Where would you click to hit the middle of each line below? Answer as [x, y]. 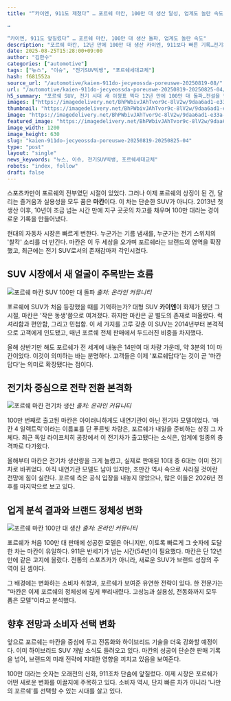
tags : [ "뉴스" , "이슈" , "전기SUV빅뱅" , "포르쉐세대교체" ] [81, 70]
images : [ [21, 102]
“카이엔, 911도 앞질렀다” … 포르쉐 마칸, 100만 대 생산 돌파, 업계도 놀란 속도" [107, 38]
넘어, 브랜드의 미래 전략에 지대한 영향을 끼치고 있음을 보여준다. [98, 659]
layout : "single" [32, 153]
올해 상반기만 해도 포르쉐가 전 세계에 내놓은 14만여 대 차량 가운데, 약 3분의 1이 [111, 347]
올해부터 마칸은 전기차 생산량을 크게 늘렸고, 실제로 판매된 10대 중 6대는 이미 [108, 460]
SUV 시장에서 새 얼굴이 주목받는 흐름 [80, 275]
